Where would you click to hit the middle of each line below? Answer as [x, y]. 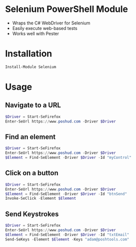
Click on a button [32, 173]
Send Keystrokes [32, 214]
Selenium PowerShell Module [67, 9]
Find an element [30, 137]
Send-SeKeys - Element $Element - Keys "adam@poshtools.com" [67, 239]
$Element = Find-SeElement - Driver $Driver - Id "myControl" [68, 158]
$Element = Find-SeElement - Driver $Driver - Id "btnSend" [66, 194]
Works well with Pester [36, 33]
